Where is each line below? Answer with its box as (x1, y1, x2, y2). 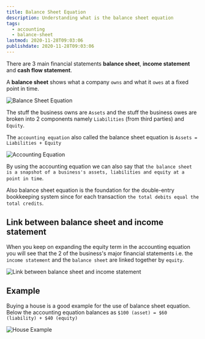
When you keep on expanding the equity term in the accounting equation (6, 243, 191, 250)
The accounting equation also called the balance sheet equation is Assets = (6, 133, 198, 141)
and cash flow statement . (6, 66, 72, 74)
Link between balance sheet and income (6, 217, 164, 227)
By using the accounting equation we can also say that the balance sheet (6, 162, 193, 170)
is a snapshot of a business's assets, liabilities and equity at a (6, 169, 185, 175)
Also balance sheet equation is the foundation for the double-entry (6, 186, 174, 194)
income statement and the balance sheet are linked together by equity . (6, 256, 185, 264)
